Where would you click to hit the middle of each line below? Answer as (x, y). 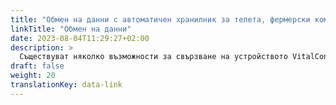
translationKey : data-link (66, 85)
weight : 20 (33, 76)
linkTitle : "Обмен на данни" (71, 29)
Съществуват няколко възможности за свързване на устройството (153, 57)
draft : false (37, 66)
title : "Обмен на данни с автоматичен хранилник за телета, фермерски (160, 19)
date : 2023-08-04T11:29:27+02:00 (80, 38)
